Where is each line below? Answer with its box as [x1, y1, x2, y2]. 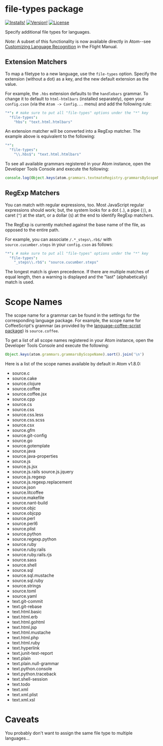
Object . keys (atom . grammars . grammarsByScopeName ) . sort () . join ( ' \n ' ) [5, 352, 145, 357]
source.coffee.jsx [12, 391, 47, 397]
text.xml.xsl [12, 697, 35, 703]
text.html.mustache [12, 629, 51, 635]
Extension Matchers [5, 58, 67, 66]
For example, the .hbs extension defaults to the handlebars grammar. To [5, 90, 148, 96]
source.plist [12, 526, 36, 532]
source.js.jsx [12, 464, 38, 469]
